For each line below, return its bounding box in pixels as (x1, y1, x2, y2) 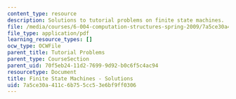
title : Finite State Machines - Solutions (7, 75, 133, 82)
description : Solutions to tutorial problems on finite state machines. (7, 17, 225, 24)
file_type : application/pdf (7, 29, 90, 37)
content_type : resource (7, 10, 77, 17)
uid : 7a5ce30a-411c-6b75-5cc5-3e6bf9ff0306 (7, 82, 137, 89)
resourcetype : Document (7, 68, 77, 75)
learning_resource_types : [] (7, 36, 93, 43)
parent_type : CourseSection (7, 56, 90, 63)
